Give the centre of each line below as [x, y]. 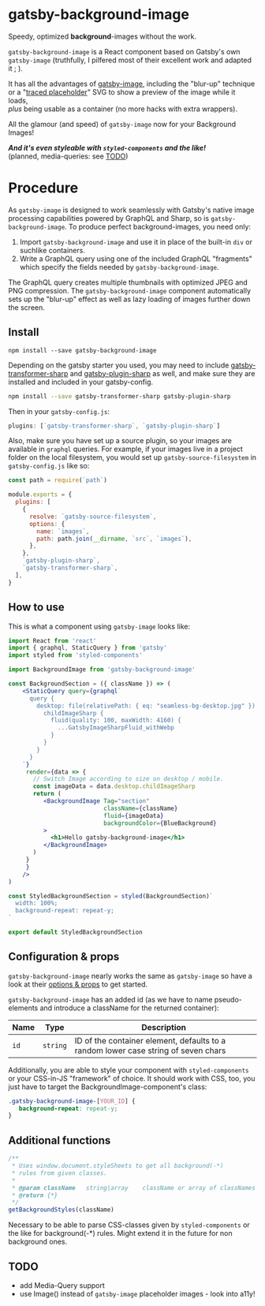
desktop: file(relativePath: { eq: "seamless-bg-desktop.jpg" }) [146, 706]
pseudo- [228, 999]
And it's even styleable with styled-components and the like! [107, 147]
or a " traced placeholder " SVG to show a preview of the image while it [122, 91]
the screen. [27, 307]
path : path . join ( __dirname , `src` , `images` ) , [114, 539]
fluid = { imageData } [134, 815]
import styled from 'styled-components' [76, 655]
